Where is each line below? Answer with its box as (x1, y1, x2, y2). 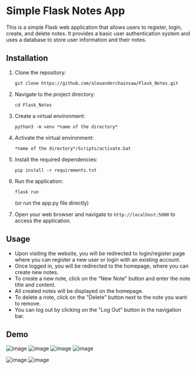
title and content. (14, 281, 56, 288)
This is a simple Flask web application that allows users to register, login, (6, 24, 182, 31)
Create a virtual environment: (14, 112, 85, 119)
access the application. (14, 217, 71, 224)
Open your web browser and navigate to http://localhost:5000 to (14, 210, 175, 218)
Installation (6, 53, 48, 63)
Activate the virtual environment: (14, 134, 94, 141)
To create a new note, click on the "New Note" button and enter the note (14, 275, 191, 282)
